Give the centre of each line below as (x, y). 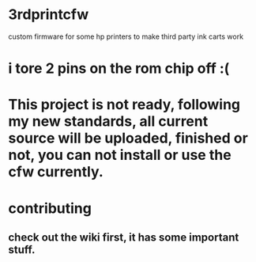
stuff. (22, 250)
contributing (50, 208)
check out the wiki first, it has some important (124, 237)
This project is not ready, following (124, 105)
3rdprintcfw (49, 15)
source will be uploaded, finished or (128, 138)
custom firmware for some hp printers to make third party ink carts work (126, 36)
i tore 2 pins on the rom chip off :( (119, 68)
